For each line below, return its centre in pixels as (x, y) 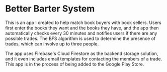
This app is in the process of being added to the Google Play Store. (75, 64)
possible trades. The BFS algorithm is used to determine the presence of (80, 38)
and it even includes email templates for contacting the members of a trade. (84, 58)
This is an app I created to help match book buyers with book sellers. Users (83, 22)
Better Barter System (50, 9)
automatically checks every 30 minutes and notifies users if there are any (81, 33)
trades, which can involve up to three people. (52, 43)
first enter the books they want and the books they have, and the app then (82, 27)
